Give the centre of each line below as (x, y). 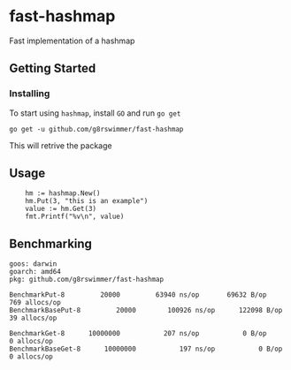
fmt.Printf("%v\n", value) (75, 217)
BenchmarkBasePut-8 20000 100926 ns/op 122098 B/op (146, 311)
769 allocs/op (35, 303)
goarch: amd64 (35, 272)
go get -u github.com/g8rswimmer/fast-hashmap (96, 129)
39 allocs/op (33, 318)
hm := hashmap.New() (63, 193)
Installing (30, 94)
